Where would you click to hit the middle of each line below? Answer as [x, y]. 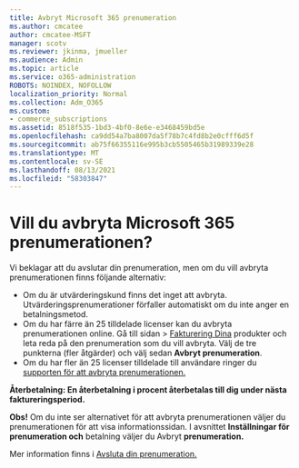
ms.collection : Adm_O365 [56, 102]
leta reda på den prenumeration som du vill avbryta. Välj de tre [140, 344]
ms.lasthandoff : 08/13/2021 [63, 170]
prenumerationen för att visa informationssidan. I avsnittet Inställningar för [149, 427]
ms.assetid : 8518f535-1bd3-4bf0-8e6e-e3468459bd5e [107, 128]
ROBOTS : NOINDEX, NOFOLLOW [60, 85]
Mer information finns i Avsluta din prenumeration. [103, 454]
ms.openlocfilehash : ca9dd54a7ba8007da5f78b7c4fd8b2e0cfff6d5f [132, 136]
